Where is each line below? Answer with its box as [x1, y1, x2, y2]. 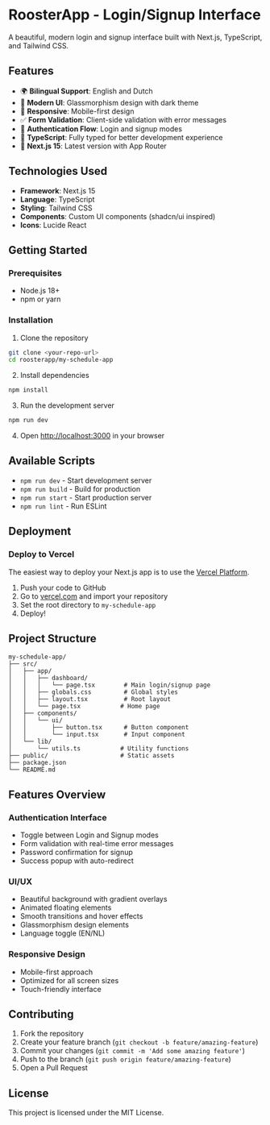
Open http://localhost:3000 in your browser [19, 431, 165, 441]
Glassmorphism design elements [19, 920, 129, 930]
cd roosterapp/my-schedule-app [8, 356, 114, 364]
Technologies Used [8, 164, 107, 178]
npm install [8, 386, 48, 394]
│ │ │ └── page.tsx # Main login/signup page [8, 681, 211, 690]
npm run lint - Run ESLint [19, 501, 107, 511]
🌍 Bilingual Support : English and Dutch [19, 86, 153, 96]
